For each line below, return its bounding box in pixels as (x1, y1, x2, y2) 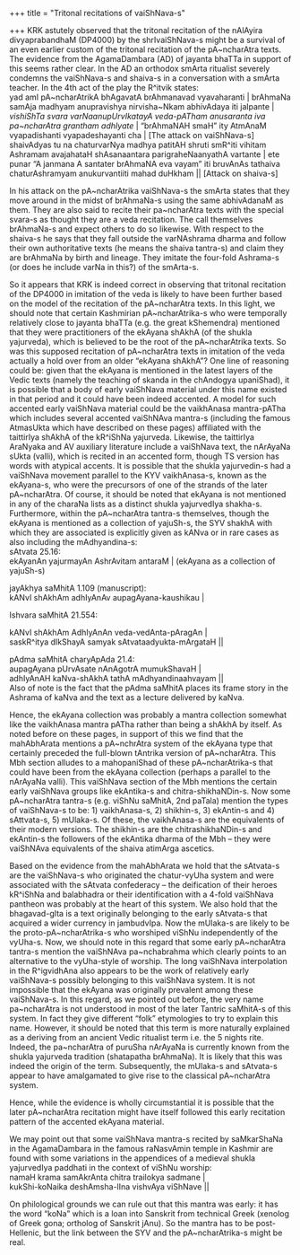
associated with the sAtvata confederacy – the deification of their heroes (9, 880, 278, 890)
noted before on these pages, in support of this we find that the (9, 729, 244, 739)
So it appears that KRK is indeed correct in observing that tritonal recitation (9, 279, 287, 290)
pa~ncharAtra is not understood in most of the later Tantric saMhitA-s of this (9, 1004, 291, 1014)
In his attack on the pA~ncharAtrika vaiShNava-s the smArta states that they (9, 186, 290, 196)
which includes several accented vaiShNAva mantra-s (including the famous (9, 413, 291, 423)
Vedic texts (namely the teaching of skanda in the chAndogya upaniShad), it (9, 374, 290, 385)
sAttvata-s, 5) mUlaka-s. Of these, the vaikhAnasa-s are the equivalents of (9, 814, 285, 825)
